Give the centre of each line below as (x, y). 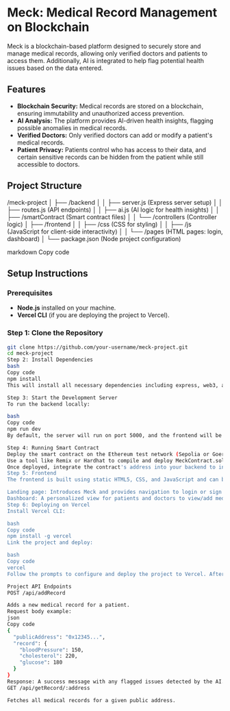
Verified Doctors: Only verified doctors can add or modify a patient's (115, 135)
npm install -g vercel (39, 536)
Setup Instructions (48, 273)
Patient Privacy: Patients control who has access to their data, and (112, 149)
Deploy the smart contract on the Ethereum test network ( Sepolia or (108, 454)
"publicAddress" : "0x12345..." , (60, 637)
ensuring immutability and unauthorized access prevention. (101, 113)
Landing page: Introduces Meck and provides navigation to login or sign (115, 492)
